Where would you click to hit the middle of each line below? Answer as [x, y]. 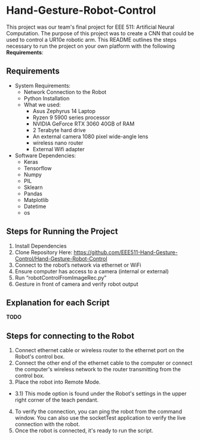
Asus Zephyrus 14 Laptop [64, 111]
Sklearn [33, 187]
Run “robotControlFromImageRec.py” [61, 277]
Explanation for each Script [58, 302]
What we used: [42, 105]
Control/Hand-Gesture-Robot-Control [61, 258]
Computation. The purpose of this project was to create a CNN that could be [100, 33]
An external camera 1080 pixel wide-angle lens [90, 136]
